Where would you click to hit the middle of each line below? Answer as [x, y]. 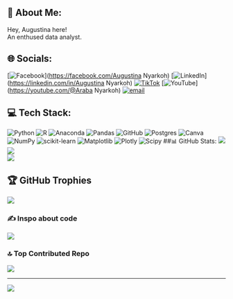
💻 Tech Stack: [39, 113]
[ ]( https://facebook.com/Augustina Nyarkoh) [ [90, 75]
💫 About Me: [35, 13]
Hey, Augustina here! [37, 29]
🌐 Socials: [30, 59]
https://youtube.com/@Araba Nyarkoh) [65, 90]
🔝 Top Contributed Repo [49, 254]
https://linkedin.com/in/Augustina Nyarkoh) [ [87, 83]
